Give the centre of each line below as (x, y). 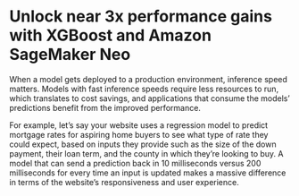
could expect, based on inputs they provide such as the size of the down (143, 144)
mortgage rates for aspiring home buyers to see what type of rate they (139, 134)
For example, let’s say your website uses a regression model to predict (139, 125)
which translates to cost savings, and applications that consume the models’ (149, 98)
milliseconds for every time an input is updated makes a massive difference (148, 173)
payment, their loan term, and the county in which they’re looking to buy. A (146, 153)
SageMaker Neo (70, 55)
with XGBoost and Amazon (111, 35)
